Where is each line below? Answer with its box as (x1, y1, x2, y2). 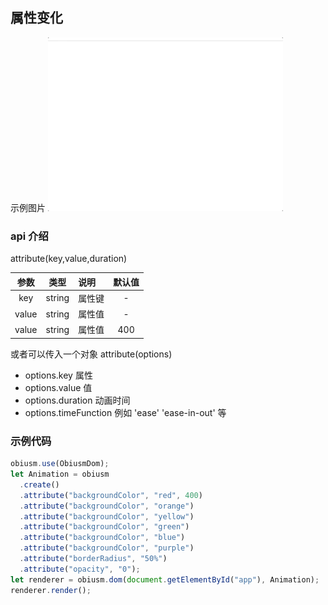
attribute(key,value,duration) (10, 253, 128, 265)
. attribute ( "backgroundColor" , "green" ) (19, 522, 190, 532)
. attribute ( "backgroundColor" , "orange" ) (19, 501, 195, 511)
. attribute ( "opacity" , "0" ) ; (19, 564, 141, 574)
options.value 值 (24, 381, 93, 393)
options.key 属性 (24, 369, 93, 381)
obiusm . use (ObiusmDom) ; (10, 459, 110, 469)
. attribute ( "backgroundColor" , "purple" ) (19, 543, 195, 553)
